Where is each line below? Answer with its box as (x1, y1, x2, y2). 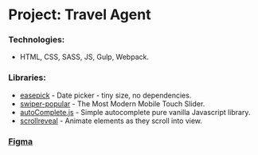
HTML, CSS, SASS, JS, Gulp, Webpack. (19, 52, 150, 62)
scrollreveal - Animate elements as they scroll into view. (19, 116, 203, 125)
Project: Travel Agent (8, 6, 151, 24)
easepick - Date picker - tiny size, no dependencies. (19, 90, 192, 100)
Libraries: (8, 72, 46, 83)
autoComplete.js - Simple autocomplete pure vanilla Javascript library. (19, 107, 251, 117)
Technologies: (8, 34, 65, 46)
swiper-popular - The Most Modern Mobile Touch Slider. (19, 98, 205, 109)
